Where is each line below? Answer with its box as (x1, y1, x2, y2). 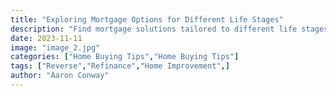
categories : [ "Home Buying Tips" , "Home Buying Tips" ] (10, 52, 240, 62)
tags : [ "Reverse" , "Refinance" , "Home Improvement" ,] (10, 61, 230, 71)
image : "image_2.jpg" (10, 42, 101, 53)
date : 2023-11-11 (10, 33, 83, 43)
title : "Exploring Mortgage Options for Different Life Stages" (10, 14, 284, 25)
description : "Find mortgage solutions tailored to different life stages (10, 24, 329, 34)
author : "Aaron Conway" (10, 71, 110, 81)
